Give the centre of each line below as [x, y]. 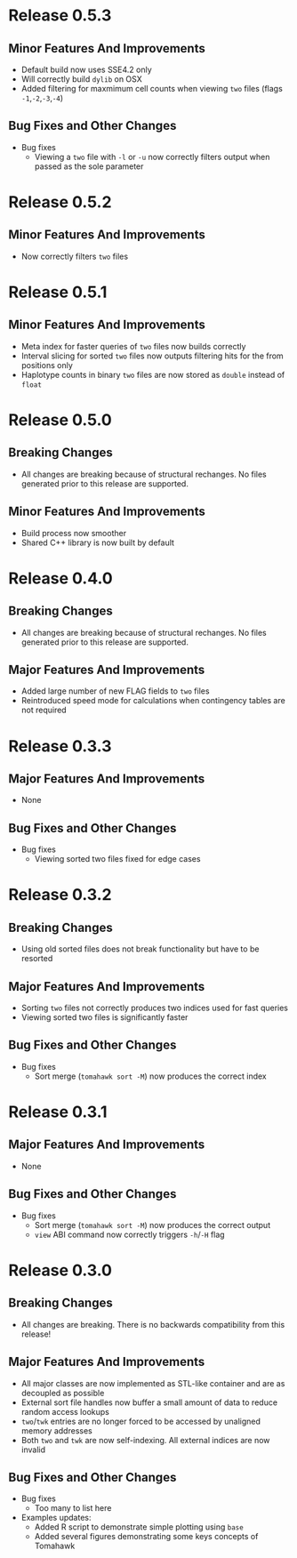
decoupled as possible [63, 1393]
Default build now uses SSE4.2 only [86, 69]
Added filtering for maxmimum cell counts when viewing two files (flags [152, 88]
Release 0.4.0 [60, 578]
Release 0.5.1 [58, 292]
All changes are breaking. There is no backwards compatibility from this [153, 1324]
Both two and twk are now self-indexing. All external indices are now [145, 1440]
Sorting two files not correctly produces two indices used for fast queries [155, 1008]
